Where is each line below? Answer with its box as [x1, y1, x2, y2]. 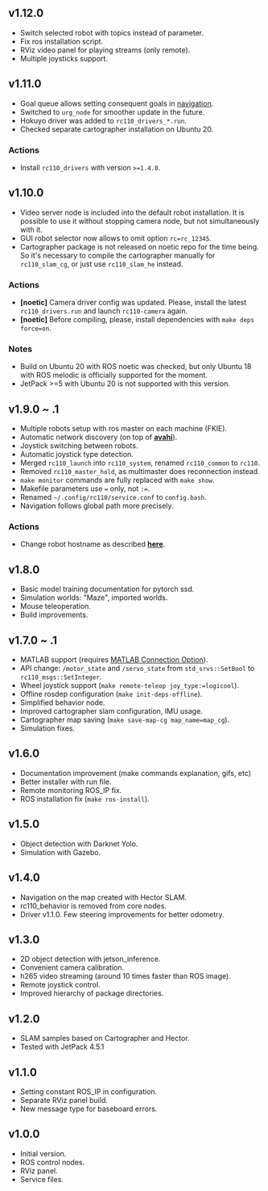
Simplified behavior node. [19, 698, 105, 707]
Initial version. [19, 1148, 67, 1158]
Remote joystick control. [19, 980, 101, 990]
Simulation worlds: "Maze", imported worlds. [19, 593, 168, 602]
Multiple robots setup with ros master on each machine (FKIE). [19, 424, 228, 434]
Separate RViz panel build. [19, 1095, 109, 1105]
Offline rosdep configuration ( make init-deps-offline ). [19, 690, 203, 699]
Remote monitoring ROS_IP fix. [19, 785, 122, 795]
